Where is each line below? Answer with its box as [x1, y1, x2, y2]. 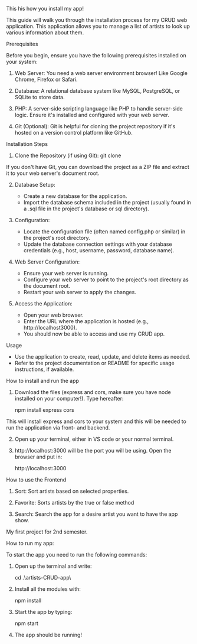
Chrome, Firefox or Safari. [14, 76, 78, 83]
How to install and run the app [6, 378, 80, 384]
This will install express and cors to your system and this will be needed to [6, 418, 187, 425]
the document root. [23, 282, 71, 289]
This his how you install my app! [6, 5, 84, 12]
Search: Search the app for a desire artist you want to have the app [14, 510, 178, 518]
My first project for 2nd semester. [6, 528, 88, 535]
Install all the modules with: [14, 586, 81, 593]
